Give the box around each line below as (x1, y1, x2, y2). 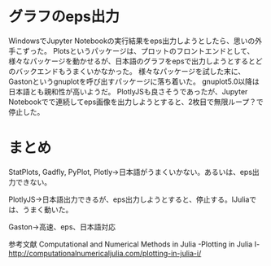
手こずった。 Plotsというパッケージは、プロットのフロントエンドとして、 (8, 46, 255, 55)
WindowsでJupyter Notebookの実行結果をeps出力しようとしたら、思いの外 (8, 36, 263, 46)
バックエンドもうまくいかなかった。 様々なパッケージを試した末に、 (15, 66, 246, 76)
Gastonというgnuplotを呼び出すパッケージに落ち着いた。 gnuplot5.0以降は (8, 76, 260, 86)
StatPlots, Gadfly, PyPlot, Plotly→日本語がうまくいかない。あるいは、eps (8, 167, 253, 177)
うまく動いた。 (22, 204, 73, 214)
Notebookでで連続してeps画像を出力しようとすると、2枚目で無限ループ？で (8, 97, 264, 107)
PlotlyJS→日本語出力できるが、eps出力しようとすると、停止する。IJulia (8, 194, 250, 204)
